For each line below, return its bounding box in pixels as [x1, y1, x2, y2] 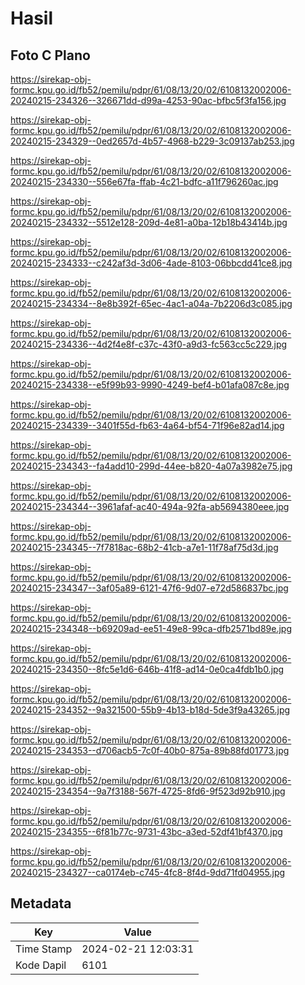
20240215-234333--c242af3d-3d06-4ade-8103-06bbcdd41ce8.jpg [10, 257, 293, 269]
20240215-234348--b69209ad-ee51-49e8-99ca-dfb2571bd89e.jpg [10, 623, 292, 634]
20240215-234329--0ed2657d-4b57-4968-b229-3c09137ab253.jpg [10, 135, 295, 147]
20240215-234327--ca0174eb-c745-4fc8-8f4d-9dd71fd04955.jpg [10, 867, 286, 878]
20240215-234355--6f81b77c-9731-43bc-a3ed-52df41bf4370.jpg [10, 826, 283, 837]
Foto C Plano [10, 47, 91, 64]
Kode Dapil [15, 958, 67, 972]
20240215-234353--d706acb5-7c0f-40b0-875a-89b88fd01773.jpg [10, 745, 290, 756]
